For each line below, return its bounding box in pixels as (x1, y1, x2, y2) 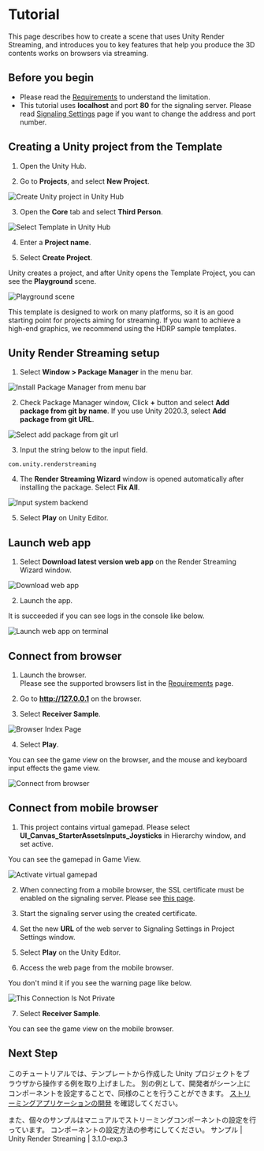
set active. (19, 839, 54, 848)
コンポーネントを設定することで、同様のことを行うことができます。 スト (8, 1088, 244, 1097)
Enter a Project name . (19, 237, 91, 247)
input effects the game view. (8, 763, 100, 773)
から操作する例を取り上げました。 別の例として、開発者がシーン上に (28, 1078, 251, 1088)
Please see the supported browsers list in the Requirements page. (19, 679, 234, 687)
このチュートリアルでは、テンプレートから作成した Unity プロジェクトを (8, 1068, 244, 1078)
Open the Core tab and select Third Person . (19, 207, 163, 216)
